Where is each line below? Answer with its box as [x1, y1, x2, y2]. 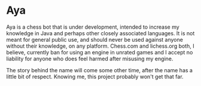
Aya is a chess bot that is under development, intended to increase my [6, 23, 179, 30]
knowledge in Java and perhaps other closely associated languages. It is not [6, 29, 195, 36]
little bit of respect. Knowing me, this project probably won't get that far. [6, 73, 184, 80]
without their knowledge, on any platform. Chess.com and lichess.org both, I [6, 42, 194, 50]
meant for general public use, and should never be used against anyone [6, 36, 184, 43]
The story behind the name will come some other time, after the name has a [6, 66, 193, 73]
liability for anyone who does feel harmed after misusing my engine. [6, 55, 173, 62]
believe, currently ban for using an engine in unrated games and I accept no [6, 48, 193, 56]
